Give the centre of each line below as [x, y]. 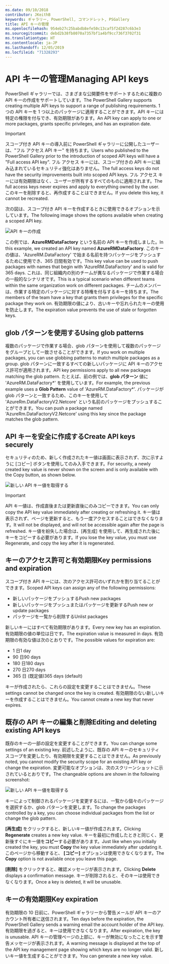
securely [19, 445]
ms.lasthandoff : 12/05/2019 [35, 48]
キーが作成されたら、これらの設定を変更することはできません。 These [78, 687]
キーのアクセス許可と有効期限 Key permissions [78, 560]
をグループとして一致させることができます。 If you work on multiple [75, 352]
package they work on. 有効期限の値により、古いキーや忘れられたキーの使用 [85, 304]
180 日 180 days [28, 663]
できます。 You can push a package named [58, 408]
